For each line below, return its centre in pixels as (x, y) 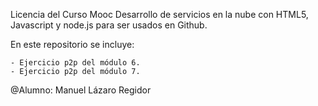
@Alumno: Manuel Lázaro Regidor (81, 90)
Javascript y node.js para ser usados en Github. (109, 25)
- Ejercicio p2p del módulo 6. (75, 63)
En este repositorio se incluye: (72, 44)
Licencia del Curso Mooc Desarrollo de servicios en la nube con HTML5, (159, 14)
